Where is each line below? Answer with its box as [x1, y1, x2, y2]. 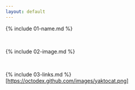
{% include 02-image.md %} [5, 48, 75, 55]
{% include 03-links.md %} [5, 70, 72, 78]
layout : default [5, 8, 45, 15]
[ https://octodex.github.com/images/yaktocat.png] [5, 77, 129, 84]
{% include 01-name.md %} [5, 25, 73, 32]
